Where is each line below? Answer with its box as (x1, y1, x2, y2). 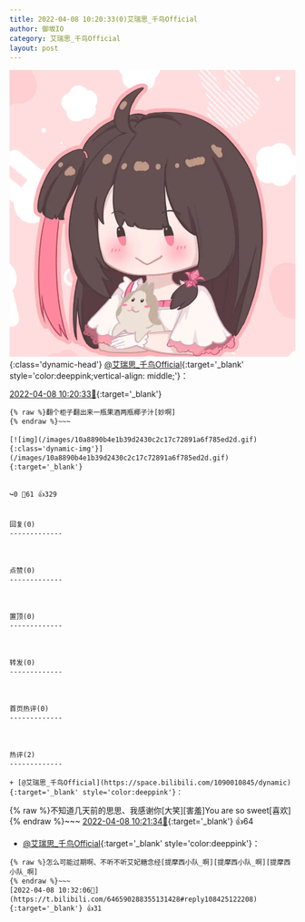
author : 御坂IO (9, 24, 64, 34)
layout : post (9, 44, 59, 53)
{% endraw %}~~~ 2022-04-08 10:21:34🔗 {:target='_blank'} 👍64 (9, 816, 254, 827)
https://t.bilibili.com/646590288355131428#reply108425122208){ (9, 895, 258, 905)
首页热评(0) (9, 704, 50, 714)
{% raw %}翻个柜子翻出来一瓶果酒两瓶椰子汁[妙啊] (9, 408, 176, 418)
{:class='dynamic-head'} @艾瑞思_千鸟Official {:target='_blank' (9, 360, 244, 370)
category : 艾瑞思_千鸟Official (9, 34, 121, 43)
